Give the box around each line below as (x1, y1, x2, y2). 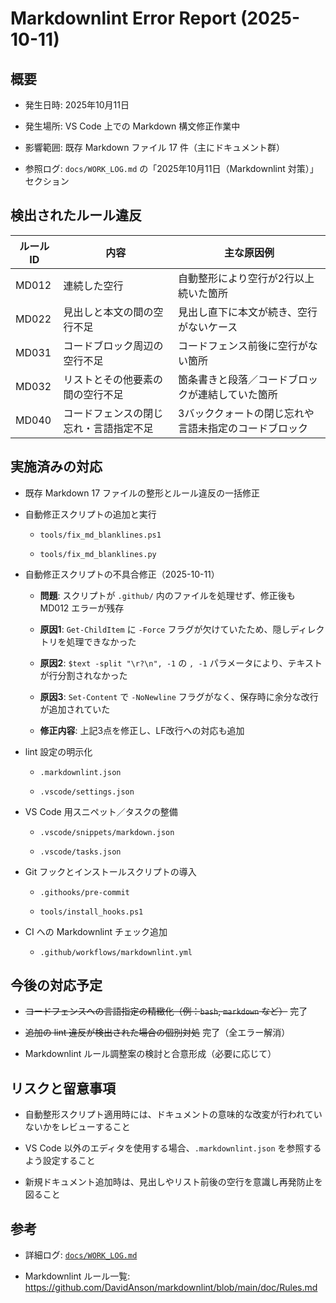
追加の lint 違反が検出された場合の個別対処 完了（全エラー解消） (24, 1027, 291, 1039)
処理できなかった (66, 635, 137, 647)
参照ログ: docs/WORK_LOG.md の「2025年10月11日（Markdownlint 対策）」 (24, 163, 319, 174)
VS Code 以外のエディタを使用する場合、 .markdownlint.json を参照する (24, 1142, 322, 1154)
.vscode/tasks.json (39, 847, 122, 857)
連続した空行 (63, 278, 124, 292)
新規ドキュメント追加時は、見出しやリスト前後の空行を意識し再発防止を (24, 1176, 323, 1188)
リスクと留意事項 (10, 1080, 116, 1097)
